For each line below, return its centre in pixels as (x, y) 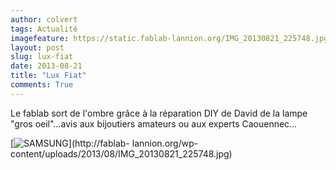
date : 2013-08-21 (46, 66)
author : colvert (44, 19)
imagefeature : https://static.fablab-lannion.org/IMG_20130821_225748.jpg (169, 38)
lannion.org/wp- (165, 143)
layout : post (37, 47)
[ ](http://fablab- (70, 143)
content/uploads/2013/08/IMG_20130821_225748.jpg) (121, 153)
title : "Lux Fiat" (48, 76)
